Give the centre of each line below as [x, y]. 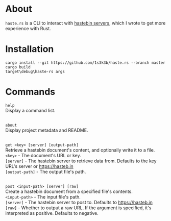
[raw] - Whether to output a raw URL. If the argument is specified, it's [78, 208]
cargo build [18, 67]
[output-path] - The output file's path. [46, 171]
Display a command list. [30, 110]
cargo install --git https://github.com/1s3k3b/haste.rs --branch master [86, 63]
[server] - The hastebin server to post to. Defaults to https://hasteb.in [79, 202]
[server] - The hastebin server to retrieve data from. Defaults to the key [81, 161]
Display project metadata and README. [47, 130]
